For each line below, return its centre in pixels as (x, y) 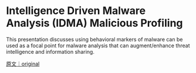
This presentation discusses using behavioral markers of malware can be (94, 39)
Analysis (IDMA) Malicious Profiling (94, 23)
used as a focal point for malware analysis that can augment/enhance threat (98, 46)
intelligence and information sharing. (50, 51)
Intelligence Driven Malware (76, 11)
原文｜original (23, 64)
